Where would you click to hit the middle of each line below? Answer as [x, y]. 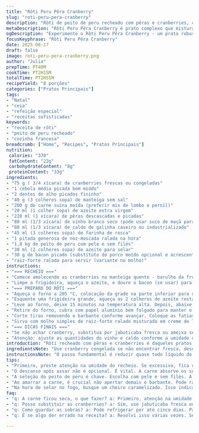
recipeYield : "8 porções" [38, 84]
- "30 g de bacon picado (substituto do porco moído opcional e [87, 255]
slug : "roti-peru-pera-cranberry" [49, 17]
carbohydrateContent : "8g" [42, 167]
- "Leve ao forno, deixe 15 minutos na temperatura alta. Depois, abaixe [99, 305]
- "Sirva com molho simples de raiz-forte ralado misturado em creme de [98, 321]
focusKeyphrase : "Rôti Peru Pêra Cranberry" [62, 39]
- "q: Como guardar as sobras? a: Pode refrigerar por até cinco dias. [96, 410]
